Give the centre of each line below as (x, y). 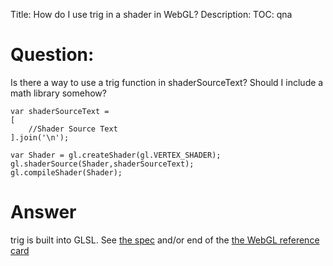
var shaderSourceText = (60, 111)
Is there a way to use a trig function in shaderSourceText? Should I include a (167, 82)
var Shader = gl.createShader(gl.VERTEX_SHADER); (116, 155)
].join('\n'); (40, 137)
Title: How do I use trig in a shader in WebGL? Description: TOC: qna (151, 14)
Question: (52, 55)
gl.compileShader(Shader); (66, 172)
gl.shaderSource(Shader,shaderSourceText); (102, 164)
